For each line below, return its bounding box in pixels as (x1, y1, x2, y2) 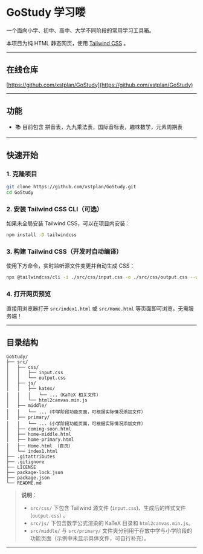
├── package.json (6, 475, 50, 481)
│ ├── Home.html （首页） (6, 443, 74, 449)
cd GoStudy (6, 190, 34, 196)
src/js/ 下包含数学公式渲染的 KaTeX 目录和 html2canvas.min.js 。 (30, 519, 194, 527)
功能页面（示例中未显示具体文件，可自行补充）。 (30, 535, 150, 542)
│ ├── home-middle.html (6, 431, 71, 438)
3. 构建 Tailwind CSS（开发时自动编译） (6, 248, 123, 256)
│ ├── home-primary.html (6, 437, 74, 443)
